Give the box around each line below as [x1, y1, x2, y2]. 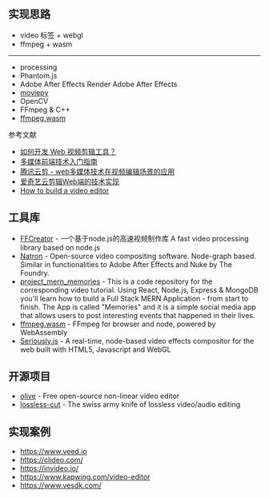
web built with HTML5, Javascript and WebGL [19, 345, 171, 354]
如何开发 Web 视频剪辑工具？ [19, 146, 117, 156]
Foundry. [19, 268, 50, 277]
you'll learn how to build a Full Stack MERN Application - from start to [19, 293, 249, 303]
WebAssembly [19, 327, 68, 337]
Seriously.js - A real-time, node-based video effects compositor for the [19, 336, 255, 345]
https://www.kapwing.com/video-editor [19, 472, 151, 482]
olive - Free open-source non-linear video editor [19, 391, 180, 401]
